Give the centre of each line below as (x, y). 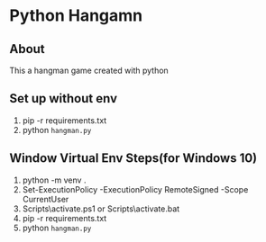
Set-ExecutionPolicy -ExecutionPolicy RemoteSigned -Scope (135, 189)
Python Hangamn (76, 16)
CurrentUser (46, 199)
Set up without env (63, 99)
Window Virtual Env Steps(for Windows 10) (133, 158)
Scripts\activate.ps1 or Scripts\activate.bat (101, 209)
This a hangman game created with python (89, 70)
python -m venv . (54, 180)
